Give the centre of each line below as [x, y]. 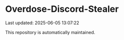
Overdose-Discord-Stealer [62, 9]
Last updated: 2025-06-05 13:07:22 [42, 23]
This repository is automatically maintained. [50, 32]
